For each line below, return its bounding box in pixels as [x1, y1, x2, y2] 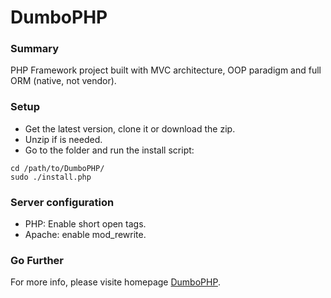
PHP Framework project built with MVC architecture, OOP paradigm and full [10, 64, 322, 76]
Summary [10, 42, 60, 56]
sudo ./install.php [10, 172, 92, 182]
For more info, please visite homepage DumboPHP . [10, 276, 221, 288]
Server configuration [10, 195, 115, 209]
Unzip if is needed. [24, 133, 103, 145]
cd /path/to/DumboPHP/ [10, 163, 105, 173]
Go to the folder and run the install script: [24, 144, 195, 156]
